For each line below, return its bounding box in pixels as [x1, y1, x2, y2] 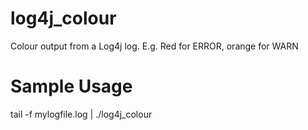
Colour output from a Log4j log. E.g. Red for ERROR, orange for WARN [10, 40, 299, 52]
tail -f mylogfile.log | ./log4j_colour [10, 108, 153, 120]
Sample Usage [10, 75, 133, 98]
